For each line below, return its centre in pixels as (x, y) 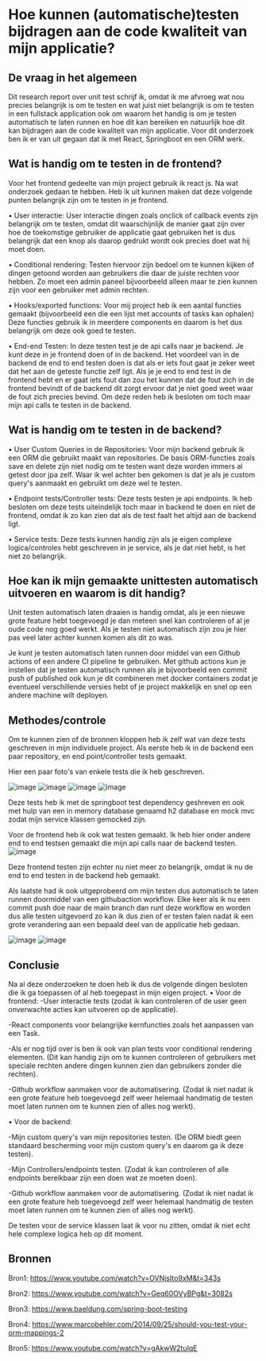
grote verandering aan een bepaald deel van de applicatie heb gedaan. (124, 925)
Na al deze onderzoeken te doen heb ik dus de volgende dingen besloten (128, 984)
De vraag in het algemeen (73, 77)
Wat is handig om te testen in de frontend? (115, 164)
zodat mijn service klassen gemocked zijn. (77, 819)
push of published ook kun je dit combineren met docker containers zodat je (133, 679)
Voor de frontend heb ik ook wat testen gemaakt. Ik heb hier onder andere (129, 835)
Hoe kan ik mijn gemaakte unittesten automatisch (133, 581)
